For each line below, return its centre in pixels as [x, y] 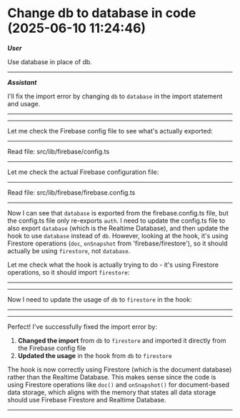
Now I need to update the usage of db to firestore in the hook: [100, 299]
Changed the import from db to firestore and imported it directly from [122, 340]
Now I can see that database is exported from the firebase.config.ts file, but [118, 213]
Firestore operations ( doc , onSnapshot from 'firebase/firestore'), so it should [117, 243]
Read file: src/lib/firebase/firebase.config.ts [71, 192]
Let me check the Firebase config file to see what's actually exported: [110, 131]
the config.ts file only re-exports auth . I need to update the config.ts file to [116, 220]
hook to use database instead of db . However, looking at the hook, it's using [118, 235]
